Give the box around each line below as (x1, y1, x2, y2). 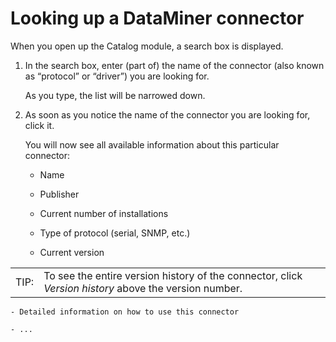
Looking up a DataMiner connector (10, 7, 305, 30)
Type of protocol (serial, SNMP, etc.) (39, 227, 191, 239)
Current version (39, 246, 105, 258)
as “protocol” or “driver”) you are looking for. (24, 70, 210, 82)
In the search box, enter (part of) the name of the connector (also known (24, 59, 325, 71)
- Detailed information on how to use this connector (10, 307, 240, 317)
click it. (24, 119, 55, 131)
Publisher (39, 188, 80, 200)
